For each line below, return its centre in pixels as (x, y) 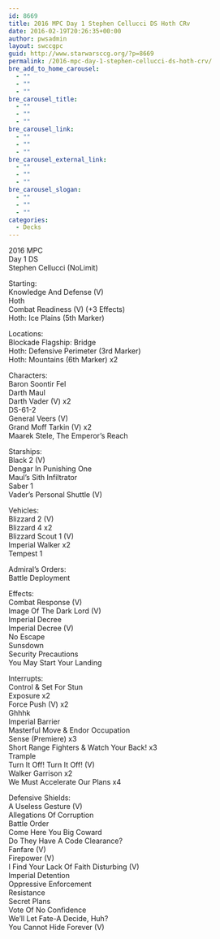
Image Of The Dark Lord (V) (55, 611)
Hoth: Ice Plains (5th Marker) (56, 318)
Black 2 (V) (27, 461)
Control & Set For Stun (46, 687)
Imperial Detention (39, 876)
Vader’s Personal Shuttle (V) (56, 495)
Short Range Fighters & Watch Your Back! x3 (83, 747)
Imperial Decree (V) (41, 628)
